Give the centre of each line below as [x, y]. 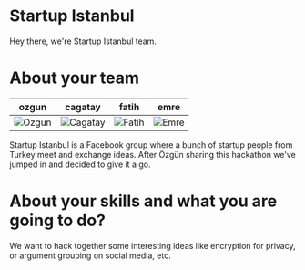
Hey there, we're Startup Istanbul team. [83, 41]
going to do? [58, 221]
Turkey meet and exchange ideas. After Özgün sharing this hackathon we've [152, 154]
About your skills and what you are [143, 201]
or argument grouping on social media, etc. [90, 255]
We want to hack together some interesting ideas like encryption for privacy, [152, 245]
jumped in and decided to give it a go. [80, 164]
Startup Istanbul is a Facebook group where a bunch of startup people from [151, 145]
